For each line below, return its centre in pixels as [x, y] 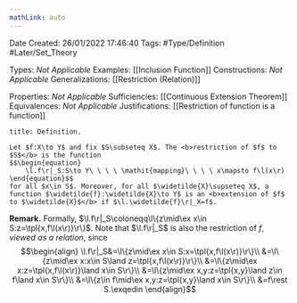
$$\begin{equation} [45, 163]
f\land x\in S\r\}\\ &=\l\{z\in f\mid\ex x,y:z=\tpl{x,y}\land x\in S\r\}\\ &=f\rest [150, 279]
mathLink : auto [37, 17]
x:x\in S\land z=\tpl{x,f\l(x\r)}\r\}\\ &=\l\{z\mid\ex [169, 260]
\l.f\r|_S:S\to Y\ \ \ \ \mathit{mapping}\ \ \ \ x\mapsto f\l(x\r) [155, 170]
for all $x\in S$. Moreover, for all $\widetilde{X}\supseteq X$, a [139, 186]
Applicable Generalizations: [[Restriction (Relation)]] [105, 79]
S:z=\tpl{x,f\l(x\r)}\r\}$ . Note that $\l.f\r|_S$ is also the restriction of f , [137, 227]
